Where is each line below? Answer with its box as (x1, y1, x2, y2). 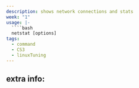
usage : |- (6, 19, 31, 25)
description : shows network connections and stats (6, 8, 134, 15)
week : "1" (6, 14, 31, 20)
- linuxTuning (11, 52, 46, 58)
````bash (11, 25, 33, 31)
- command (11, 42, 35, 48)
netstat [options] (11, 31, 57, 36)
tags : (6, 36, 20, 42)
